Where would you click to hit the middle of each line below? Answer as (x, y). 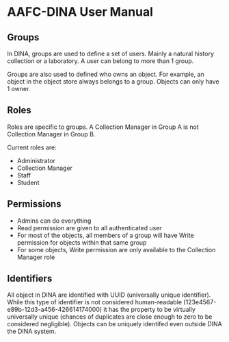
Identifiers (30, 279)
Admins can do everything (54, 221)
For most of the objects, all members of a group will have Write (106, 235)
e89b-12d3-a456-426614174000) (55, 310)
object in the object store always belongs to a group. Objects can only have (113, 82)
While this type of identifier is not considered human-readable (95, 302)
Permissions (34, 204)
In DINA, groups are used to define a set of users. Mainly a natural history (110, 53)
